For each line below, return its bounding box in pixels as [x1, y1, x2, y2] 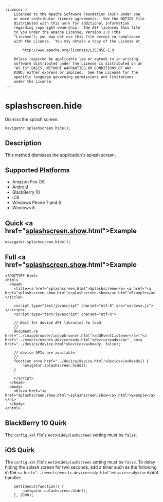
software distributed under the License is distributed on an [14, 61, 143, 66]
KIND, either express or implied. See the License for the [14, 70, 138, 75]
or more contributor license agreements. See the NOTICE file [14, 16, 145, 21]
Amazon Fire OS [12, 179, 45, 185]
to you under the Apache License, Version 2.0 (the [14, 30, 121, 35]
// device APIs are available [14, 350, 75, 355]
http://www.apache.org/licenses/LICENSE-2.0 [22, 47, 114, 53]
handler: [5, 474, 22, 481]
